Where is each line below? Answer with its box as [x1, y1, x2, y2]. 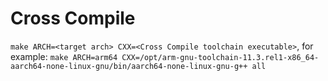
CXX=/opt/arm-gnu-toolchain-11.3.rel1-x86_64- [121, 52, 320, 62]
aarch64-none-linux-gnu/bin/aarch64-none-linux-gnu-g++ [10, 61, 248, 71]
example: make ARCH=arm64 [10, 50, 118, 62]
